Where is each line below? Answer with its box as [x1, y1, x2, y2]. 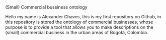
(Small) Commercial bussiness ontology [5, 4, 88, 10]
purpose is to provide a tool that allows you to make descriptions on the [5, 24, 153, 30]
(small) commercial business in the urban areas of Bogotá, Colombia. [5, 30, 148, 35]
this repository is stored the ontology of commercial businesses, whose [5, 19, 153, 25]
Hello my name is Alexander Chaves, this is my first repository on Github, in [5, 14, 161, 19]
